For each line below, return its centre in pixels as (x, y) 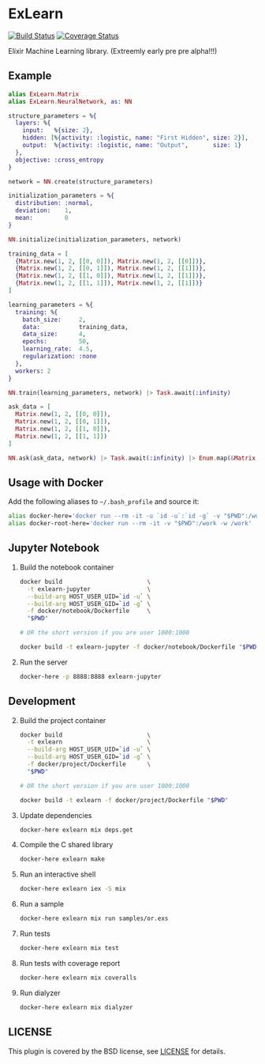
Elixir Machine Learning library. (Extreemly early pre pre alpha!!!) (113, 51)
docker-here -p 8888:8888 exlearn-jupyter (90, 676)
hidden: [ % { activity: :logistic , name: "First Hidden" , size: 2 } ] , (136, 138)
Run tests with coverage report (70, 963)
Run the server (44, 662)
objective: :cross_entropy (60, 160)
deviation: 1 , (44, 210)
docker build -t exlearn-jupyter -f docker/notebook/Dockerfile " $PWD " (140, 647)
